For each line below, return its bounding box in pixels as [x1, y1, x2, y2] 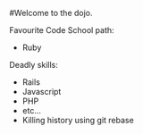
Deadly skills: [9, 60, 58, 70]
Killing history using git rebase [21, 115, 134, 125]
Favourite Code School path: [9, 25, 114, 35]
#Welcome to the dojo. [9, 8, 93, 18]
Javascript [21, 87, 62, 96]
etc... [21, 105, 42, 115]
